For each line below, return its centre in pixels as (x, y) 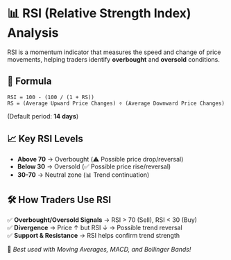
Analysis (33, 33)
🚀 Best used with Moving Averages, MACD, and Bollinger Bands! (99, 250)
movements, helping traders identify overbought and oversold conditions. (113, 59)
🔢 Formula (29, 81)
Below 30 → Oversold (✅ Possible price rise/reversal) (94, 166)
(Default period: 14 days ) (43, 116)
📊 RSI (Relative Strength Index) (99, 14)
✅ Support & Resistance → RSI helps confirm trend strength (94, 236)
